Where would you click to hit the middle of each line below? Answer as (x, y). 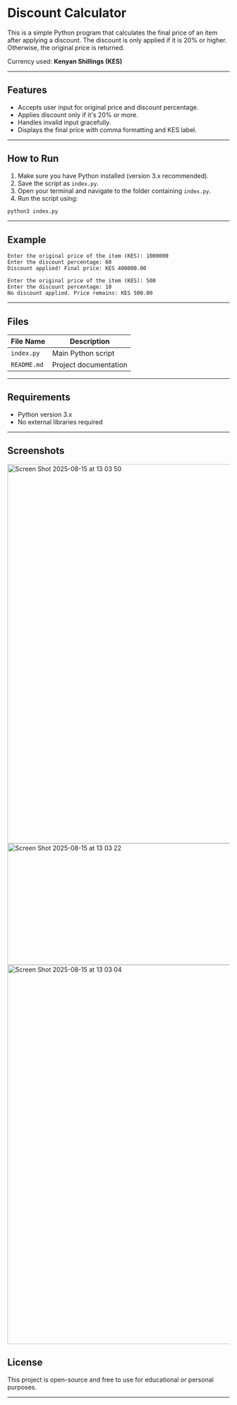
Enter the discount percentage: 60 (60, 262)
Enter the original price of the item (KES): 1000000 (88, 256)
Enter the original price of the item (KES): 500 (82, 281)
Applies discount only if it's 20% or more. (78, 115)
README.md (27, 365)
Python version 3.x (45, 414)
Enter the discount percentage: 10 (60, 287)
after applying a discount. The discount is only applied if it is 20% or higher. (117, 40)
